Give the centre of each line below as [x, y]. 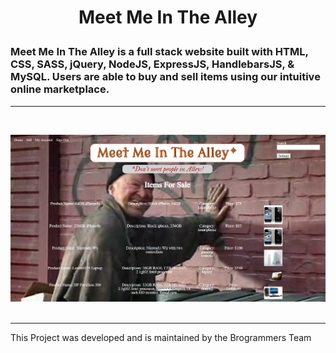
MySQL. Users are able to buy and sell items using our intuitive [165, 77]
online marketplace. [60, 89]
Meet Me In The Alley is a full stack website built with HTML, [159, 52]
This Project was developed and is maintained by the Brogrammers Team [161, 338]
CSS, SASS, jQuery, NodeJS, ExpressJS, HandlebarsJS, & [152, 64]
